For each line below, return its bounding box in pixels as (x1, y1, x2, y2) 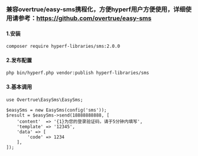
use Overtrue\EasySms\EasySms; (6, 96, 83, 103)
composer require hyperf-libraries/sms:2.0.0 (6, 43, 120, 50)
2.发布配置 (6, 56, 33, 63)
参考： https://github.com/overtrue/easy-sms (18, 14, 152, 22)
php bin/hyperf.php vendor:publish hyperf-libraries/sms (6, 70, 150, 76)
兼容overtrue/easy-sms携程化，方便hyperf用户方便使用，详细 (6, 5, 186, 13)
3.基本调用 (6, 83, 33, 90)
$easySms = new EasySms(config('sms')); (6, 107, 108, 113)
